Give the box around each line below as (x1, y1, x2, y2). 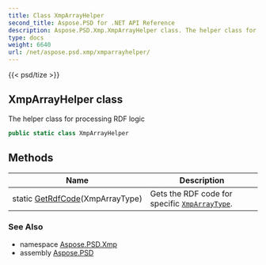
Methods (8, 151, 54, 165)
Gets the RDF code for (150, 187, 233, 199)
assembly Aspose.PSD (19, 248, 94, 257)
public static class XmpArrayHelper (8, 129, 129, 137)
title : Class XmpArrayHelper (8, 11, 104, 20)
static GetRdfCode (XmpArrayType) (12, 193, 142, 204)
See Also (8, 221, 44, 233)
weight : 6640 (8, 41, 51, 49)
